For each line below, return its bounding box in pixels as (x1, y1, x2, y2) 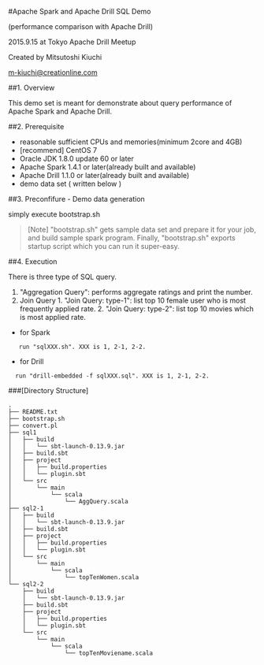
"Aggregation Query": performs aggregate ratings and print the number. (19, 288, 253, 296)
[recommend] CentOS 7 (19, 146, 97, 154)
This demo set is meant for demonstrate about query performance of (8, 98, 232, 107)
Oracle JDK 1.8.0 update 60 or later (19, 154, 134, 163)
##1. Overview (8, 83, 55, 92)
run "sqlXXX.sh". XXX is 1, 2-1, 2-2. (18, 343, 147, 351)
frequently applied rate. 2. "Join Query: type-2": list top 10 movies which (19, 304, 255, 314)
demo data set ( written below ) (19, 179, 122, 188)
